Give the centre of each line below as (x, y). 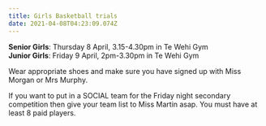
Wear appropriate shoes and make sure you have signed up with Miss (125, 71)
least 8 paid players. (42, 113)
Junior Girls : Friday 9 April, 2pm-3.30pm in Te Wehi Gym (104, 55)
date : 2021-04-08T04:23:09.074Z (63, 24)
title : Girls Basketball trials (63, 16)
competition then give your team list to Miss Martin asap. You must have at (133, 104)
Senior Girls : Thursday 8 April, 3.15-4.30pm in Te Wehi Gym (108, 46)
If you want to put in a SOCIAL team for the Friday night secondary (120, 95)
